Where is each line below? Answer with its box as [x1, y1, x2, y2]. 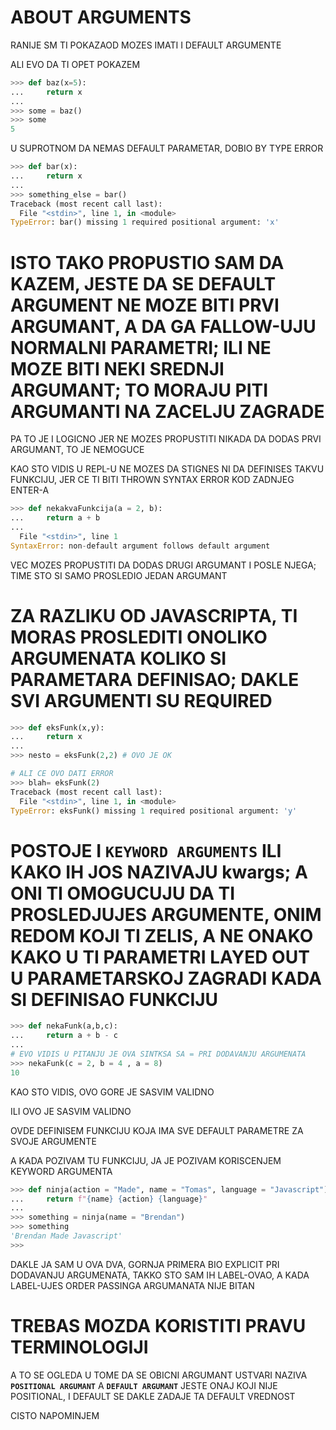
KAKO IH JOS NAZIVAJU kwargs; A [10, 861, 308, 883]
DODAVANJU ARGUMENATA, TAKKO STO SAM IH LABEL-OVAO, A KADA [10, 1269, 310, 1281]
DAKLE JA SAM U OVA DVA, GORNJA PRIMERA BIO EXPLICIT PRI [10, 1258, 280, 1270]
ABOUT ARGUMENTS [10, 6, 192, 29]
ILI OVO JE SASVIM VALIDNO [10, 1105, 132, 1117]
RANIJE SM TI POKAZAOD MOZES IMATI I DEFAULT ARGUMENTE [10, 39, 282, 51]
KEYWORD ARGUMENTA [10, 1165, 113, 1177]
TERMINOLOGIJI [10, 1336, 149, 1358]
